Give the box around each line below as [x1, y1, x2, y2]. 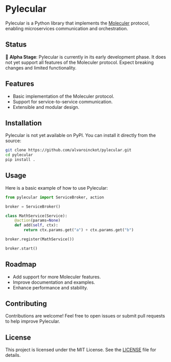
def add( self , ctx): [14, 223, 58, 228]
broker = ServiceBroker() [5, 204, 60, 209]
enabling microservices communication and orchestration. [5, 25, 129, 31]
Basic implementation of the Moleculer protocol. [12, 93, 114, 99]
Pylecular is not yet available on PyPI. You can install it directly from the [5, 132, 156, 139]
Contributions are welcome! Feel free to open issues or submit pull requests [5, 313, 165, 319]
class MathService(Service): [5, 213, 68, 218]
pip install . [5, 157, 36, 163]
